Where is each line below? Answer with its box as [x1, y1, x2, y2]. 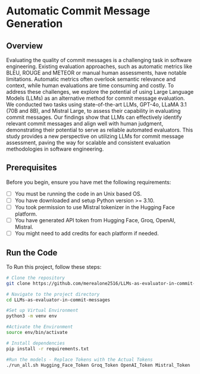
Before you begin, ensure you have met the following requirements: [6, 178, 171, 186]
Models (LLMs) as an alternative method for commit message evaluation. [6, 94, 186, 102]
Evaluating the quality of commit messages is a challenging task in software [6, 57, 192, 63]
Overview [6, 41, 43, 51]
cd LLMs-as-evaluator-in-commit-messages [6, 297, 111, 303]
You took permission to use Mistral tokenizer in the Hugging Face [14, 203, 175, 210]
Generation [6, 17, 63, 30]
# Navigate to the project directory [6, 291, 100, 297]
